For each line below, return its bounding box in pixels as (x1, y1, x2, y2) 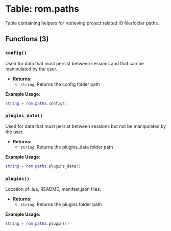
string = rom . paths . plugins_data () (5, 164, 81, 169)
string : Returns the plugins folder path (20, 201, 102, 207)
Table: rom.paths (5, 3, 80, 15)
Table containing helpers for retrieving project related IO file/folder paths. (5, 20, 159, 26)
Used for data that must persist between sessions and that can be (5, 60, 144, 66)
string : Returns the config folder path (20, 81, 101, 87)
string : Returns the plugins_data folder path (20, 144, 113, 150)
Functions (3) (5, 35, 49, 43)
